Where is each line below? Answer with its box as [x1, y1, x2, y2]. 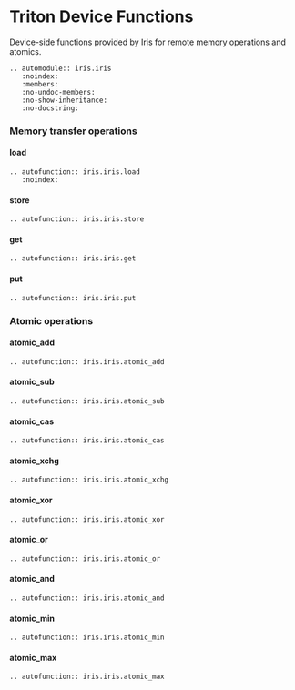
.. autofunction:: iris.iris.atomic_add [9, 357, 166, 366]
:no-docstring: [21, 103, 79, 113]
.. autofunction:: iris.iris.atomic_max [9, 672, 166, 682]
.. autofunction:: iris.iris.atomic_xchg [9, 475, 169, 484]
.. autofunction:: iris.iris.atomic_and [9, 594, 166, 603]
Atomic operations [9, 314, 94, 327]
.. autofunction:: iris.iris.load [9, 167, 141, 177]
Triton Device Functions [9, 6, 194, 27]
